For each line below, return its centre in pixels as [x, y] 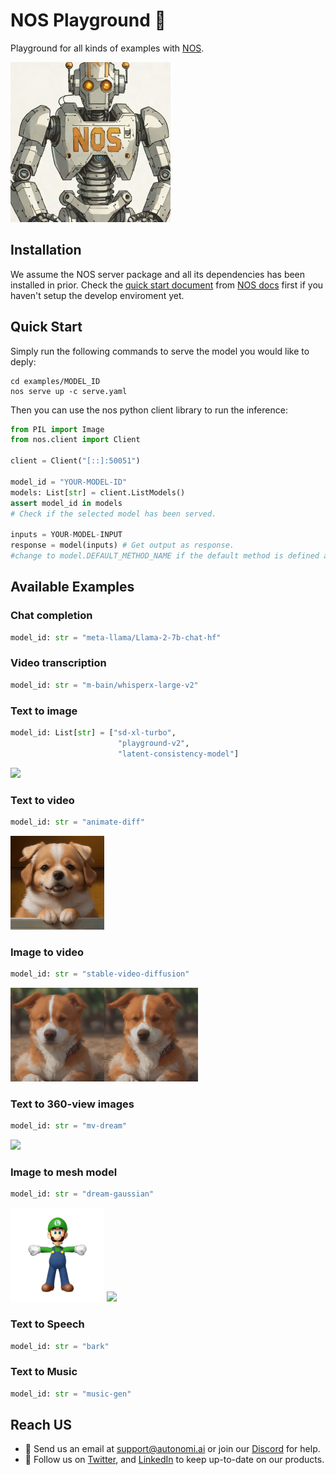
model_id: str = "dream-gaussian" [82, 1194]
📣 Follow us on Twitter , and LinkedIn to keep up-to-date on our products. [174, 1460]
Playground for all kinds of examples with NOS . [107, 48]
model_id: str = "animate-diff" [77, 822]
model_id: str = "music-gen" [71, 1394]
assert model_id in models [66, 503]
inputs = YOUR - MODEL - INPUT [66, 535]
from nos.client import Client [75, 440]
